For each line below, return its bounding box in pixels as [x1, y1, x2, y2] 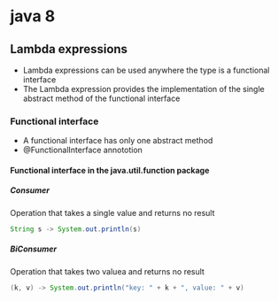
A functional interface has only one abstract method [22, 135, 213, 146]
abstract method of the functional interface [22, 93, 181, 104]
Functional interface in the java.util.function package [10, 165, 210, 175]
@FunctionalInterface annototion [22, 144, 143, 156]
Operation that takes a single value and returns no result [10, 207, 215, 218]
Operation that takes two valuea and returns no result [10, 266, 205, 276]
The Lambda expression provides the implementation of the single [22, 84, 265, 94]
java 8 [10, 6, 56, 27]
